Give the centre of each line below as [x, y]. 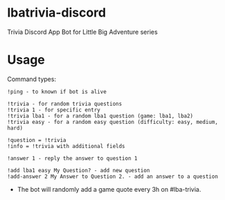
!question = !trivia [37, 140]
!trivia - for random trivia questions [65, 104]
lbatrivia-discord [56, 13]
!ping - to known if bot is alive [57, 91]
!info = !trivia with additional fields [66, 146]
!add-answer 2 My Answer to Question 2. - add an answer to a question [112, 176]
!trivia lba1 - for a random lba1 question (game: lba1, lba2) [100, 116]
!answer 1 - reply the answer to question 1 [72, 158]
